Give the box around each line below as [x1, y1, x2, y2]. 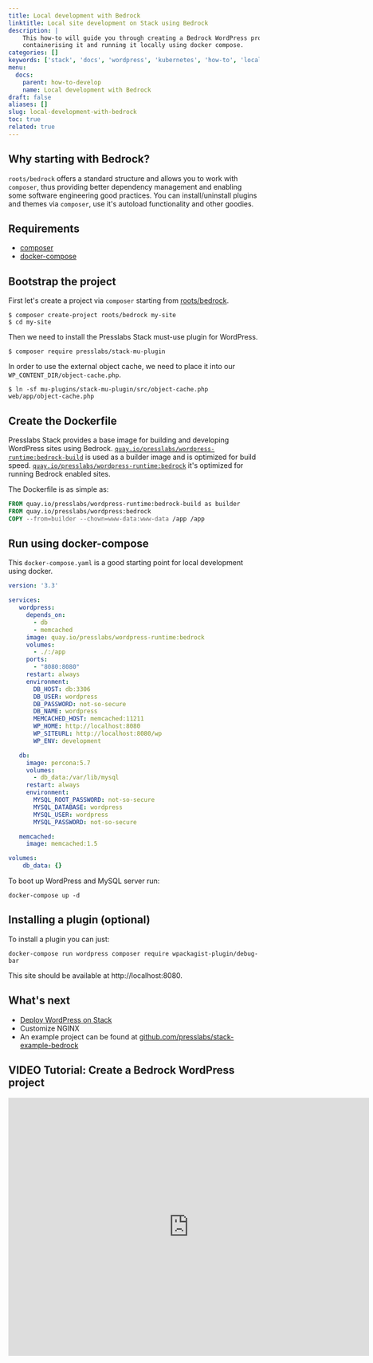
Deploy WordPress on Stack [19, 1015, 112, 1024]
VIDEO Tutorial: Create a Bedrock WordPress [8, 1063, 235, 1077]
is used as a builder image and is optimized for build [84, 452, 257, 462]
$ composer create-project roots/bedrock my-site [8, 312, 177, 320]
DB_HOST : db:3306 [33, 685, 91, 693]
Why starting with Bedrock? [8, 152, 150, 166]
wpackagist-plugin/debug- [172, 949, 259, 957]
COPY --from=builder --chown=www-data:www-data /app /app [8, 515, 205, 523]
